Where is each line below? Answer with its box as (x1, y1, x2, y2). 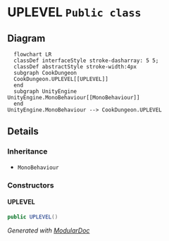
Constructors (7, 180, 54, 190)
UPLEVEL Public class (7, 4, 142, 20)
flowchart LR (13, 51, 52, 58)
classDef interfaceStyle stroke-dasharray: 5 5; (13, 57, 159, 64)
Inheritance (7, 147, 48, 156)
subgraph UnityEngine (13, 88, 77, 95)
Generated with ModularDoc (7, 226, 90, 235)
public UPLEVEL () (7, 213, 58, 221)
